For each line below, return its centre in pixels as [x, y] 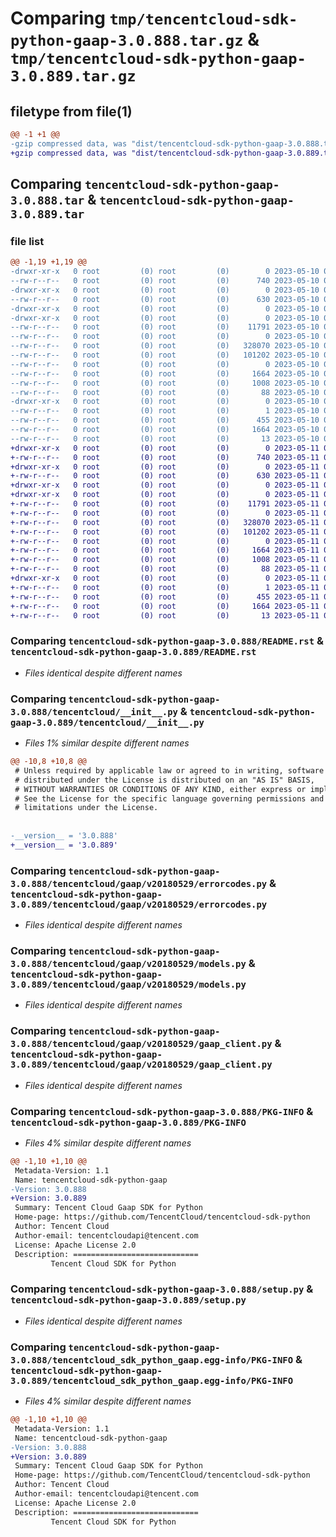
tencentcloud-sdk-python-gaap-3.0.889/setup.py [128, 1300]
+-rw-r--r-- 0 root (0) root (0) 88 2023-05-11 [165, 569]
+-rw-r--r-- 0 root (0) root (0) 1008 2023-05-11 [165, 560]
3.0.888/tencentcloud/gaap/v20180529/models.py [128, 963]
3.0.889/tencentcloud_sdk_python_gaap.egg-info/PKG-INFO [152, 1380]
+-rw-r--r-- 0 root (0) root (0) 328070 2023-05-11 [165, 522]
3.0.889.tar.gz [73, 76]
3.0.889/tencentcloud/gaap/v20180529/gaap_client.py [141, 1065]
